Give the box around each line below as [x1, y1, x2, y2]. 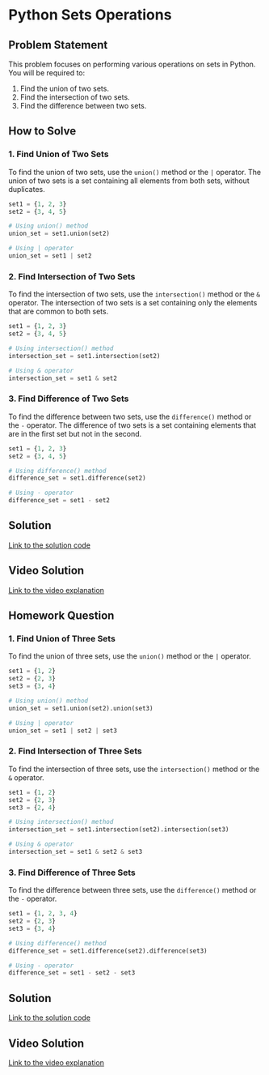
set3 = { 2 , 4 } [8, 804, 57, 812]
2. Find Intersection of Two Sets [8, 271, 136, 282]
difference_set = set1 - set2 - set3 [8, 969, 136, 977]
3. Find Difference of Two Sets [8, 393, 129, 404]
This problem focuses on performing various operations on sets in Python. [8, 59, 256, 69]
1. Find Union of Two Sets [8, 148, 109, 160]
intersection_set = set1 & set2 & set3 [8, 848, 143, 856]
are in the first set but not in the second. [8, 429, 142, 438]
